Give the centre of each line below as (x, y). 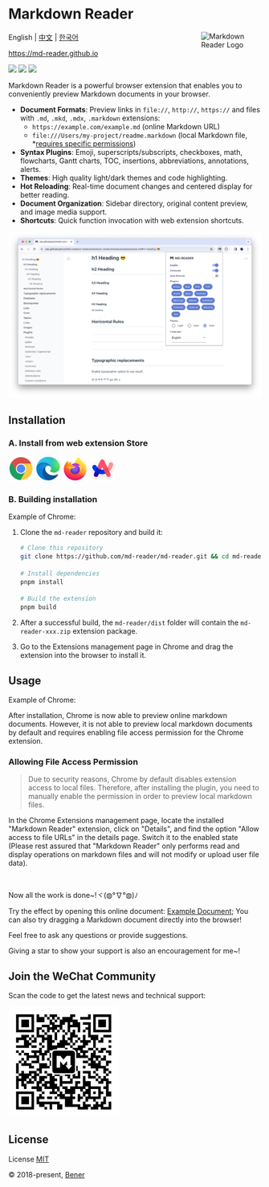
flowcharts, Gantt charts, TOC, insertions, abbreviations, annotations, (134, 161)
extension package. (105, 631)
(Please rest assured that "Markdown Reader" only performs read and (124, 846)
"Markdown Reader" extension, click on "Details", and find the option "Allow (134, 829)
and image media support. (63, 212)
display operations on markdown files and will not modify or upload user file (134, 855)
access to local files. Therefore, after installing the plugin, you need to (143, 788)
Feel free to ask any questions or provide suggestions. (98, 936)
